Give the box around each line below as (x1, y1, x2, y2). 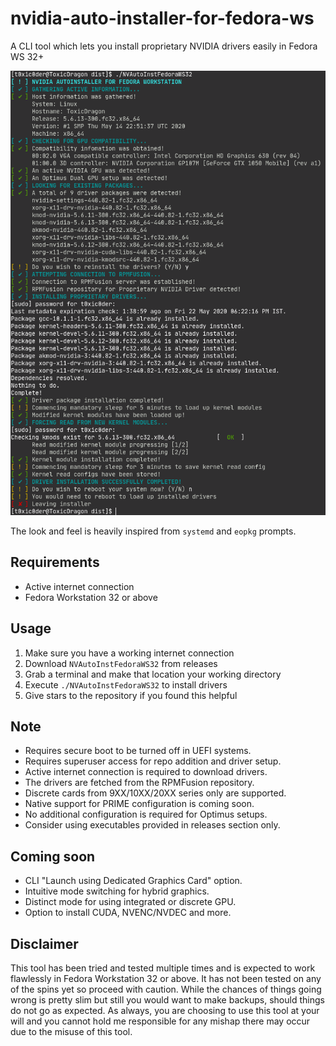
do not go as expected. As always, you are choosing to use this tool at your (10, 1005, 320, 1017)
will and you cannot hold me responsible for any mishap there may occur (10, 1015, 311, 1027)
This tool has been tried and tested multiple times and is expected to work (10, 962, 316, 974)
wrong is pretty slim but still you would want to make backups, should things (10, 994, 325, 1006)
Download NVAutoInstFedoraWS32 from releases (24, 657, 218, 669)
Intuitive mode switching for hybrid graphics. (24, 885, 210, 897)
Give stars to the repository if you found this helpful (24, 689, 238, 701)
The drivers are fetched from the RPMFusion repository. (24, 777, 255, 789)
